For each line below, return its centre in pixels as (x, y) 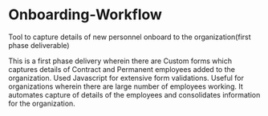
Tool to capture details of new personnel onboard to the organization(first (130, 37)
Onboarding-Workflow (85, 15)
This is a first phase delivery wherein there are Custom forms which (120, 61)
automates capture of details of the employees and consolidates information (134, 94)
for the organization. (42, 103)
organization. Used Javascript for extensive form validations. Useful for (126, 78)
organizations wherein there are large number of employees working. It (126, 86)
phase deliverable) (39, 45)
